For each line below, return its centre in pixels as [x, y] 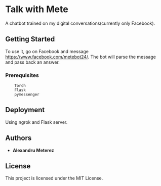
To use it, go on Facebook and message [47, 51]
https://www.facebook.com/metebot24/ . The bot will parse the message [80, 57]
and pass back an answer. [32, 62]
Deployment [25, 110]
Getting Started [30, 39]
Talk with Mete [37, 9]
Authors [18, 138]
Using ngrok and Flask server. [36, 122]
